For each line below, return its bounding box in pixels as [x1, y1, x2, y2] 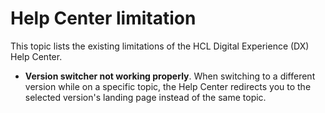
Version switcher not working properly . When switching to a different [24, 70, 316, 82]
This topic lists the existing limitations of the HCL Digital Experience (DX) [10, 40, 310, 52]
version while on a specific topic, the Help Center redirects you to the [24, 80, 312, 92]
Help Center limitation [10, 7, 197, 30]
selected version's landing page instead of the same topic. [24, 91, 267, 103]
